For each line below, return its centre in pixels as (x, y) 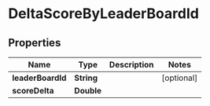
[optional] (180, 78)
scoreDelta (33, 91)
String (86, 78)
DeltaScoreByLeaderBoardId (103, 14)
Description (132, 65)
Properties (35, 43)
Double (88, 91)
